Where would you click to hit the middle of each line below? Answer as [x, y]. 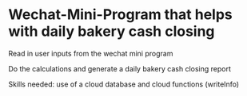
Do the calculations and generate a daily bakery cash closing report [120, 68]
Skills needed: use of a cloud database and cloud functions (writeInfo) [124, 84]
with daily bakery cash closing [112, 31]
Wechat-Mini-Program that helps [121, 15]
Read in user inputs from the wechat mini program [91, 53]
